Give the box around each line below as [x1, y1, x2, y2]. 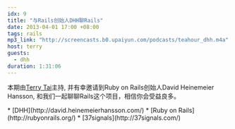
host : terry [7, 43, 42, 50]
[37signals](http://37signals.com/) [82, 113, 181, 122]
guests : [7, 50, 30, 57]
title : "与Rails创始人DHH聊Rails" [7, 17, 104, 24]
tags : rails [7, 30, 42, 37]
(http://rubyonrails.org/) [7, 113, 76, 122]
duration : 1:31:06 [7, 63, 61, 70]
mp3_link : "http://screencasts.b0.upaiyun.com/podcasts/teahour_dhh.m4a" [7, 37, 229, 44]
